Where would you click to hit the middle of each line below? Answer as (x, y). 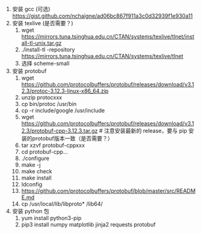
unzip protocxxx (42, 97)
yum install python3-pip (51, 218)
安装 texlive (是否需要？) (43, 23)
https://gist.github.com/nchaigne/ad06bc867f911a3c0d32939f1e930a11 (102, 16)
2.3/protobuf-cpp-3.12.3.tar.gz (59, 131)
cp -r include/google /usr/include (63, 110)
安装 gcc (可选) (31, 9)
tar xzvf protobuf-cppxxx (53, 145)
